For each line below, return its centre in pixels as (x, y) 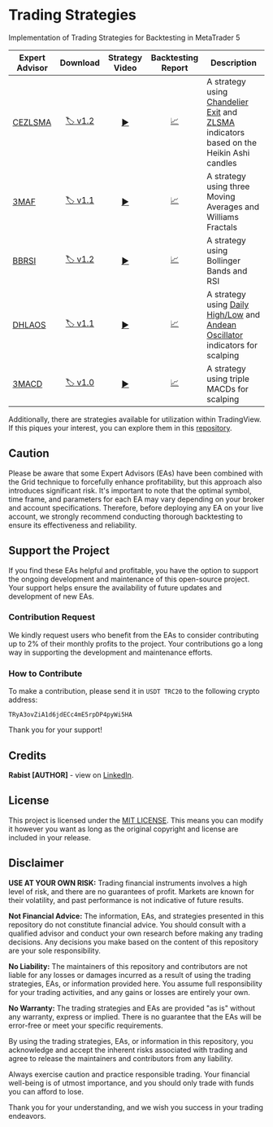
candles (222, 163)
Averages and (233, 207)
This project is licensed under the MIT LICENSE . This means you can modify (136, 820)
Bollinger (224, 261)
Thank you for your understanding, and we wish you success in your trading (136, 1107)
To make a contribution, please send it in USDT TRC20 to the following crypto (134, 691)
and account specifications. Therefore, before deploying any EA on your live (136, 507)
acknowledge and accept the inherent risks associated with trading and (128, 1050)
